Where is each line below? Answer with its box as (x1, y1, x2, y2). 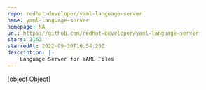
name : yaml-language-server (7, 17, 90, 24)
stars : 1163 (7, 36, 42, 43)
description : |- (7, 50, 55, 57)
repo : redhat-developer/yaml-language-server (7, 10, 142, 17)
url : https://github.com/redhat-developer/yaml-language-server (7, 29, 199, 37)
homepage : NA (7, 23, 46, 30)
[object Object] (7, 75, 51, 83)
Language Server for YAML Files (20, 56, 114, 63)
